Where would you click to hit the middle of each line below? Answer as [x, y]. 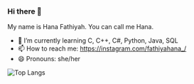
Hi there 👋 [25, 11]
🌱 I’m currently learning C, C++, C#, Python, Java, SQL [98, 41]
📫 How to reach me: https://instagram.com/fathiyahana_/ [102, 48]
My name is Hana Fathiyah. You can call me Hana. [81, 27]
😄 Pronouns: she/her [49, 59]
